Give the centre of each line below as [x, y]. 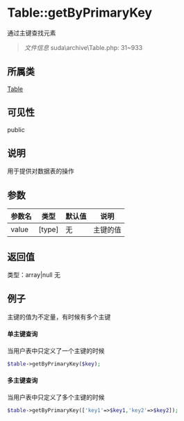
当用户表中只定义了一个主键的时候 [56, 351]
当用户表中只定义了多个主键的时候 [56, 397]
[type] [49, 229]
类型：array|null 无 [34, 275]
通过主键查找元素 [32, 33]
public [16, 129]
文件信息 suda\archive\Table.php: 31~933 [83, 47]
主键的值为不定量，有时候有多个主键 [59, 317]
